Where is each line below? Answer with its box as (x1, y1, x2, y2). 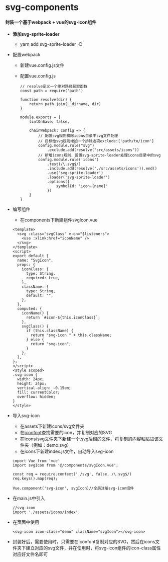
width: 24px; (17, 377, 45, 382)
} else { (26, 337, 45, 342)
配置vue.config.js (20, 73, 56, 79)
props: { (17, 262, 36, 268)
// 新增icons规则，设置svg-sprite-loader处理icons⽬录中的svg (38, 153, 161, 158)
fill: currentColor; (17, 390, 60, 395)
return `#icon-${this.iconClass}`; (26, 315, 100, 320)
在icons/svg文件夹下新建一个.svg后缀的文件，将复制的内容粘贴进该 (20, 436, 159, 442)
